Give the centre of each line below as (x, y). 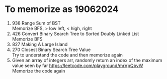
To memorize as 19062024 (62, 9)
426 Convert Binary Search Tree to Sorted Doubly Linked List (75, 33)
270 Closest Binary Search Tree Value (51, 49)
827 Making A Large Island (40, 44)
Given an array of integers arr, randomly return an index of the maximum (87, 60)
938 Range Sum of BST (36, 23)
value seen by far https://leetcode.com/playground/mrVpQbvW (77, 65)
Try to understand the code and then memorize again (67, 55)
